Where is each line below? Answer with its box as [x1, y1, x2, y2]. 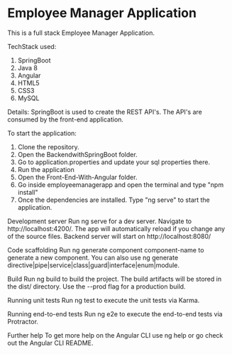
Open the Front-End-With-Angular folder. [17, 173, 138, 181]
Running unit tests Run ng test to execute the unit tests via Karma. [7, 296, 200, 304]
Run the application [17, 165, 74, 173]
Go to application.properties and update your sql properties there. [17, 158, 211, 166]
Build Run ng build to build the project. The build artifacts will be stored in [7, 274, 222, 283]
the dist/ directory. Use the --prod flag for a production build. [7, 282, 186, 291]
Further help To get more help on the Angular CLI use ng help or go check [7, 331, 223, 339]
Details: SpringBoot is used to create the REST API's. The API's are [7, 107, 202, 116]
